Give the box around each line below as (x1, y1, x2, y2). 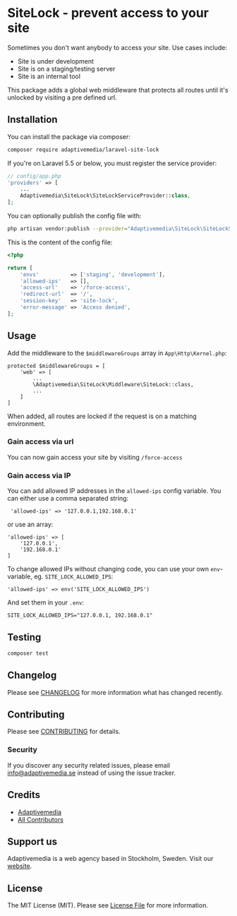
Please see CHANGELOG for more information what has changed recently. (7, 688, 224, 696)
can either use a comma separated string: (7, 494, 129, 503)
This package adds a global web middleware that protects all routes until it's (7, 85, 229, 94)
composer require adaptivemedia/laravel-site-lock (7, 146, 159, 153)
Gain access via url (7, 436, 74, 446)
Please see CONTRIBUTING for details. (7, 727, 121, 736)
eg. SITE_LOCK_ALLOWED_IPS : (34, 572, 114, 581)
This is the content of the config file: (7, 238, 113, 246)
